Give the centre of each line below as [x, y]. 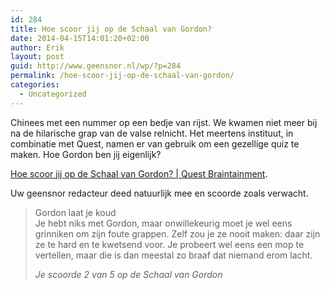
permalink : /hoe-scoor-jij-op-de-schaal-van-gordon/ [122, 76]
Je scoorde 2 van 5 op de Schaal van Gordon [128, 274]
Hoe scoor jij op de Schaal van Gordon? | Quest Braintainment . [139, 173]
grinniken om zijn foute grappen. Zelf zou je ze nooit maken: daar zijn [177, 233]
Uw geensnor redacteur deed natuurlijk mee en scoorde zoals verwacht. [159, 193]
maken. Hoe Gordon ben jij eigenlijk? [86, 154]
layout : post [37, 57]
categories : [35, 85]
